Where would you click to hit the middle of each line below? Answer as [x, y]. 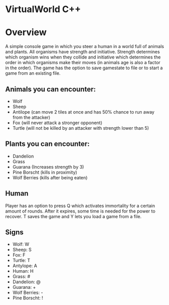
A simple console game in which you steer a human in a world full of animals [85, 46]
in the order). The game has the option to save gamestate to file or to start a [84, 68]
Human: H [23, 271]
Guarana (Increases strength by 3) [48, 167]
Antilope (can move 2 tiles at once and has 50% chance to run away [83, 112]
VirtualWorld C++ [43, 9]
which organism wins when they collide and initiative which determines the [83, 57]
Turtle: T [21, 261]
